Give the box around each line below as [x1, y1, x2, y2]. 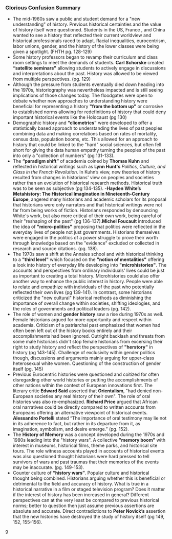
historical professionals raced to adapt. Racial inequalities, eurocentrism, [12, 38, 166, 44]
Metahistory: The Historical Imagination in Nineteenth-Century [12, 191, 150, 197]
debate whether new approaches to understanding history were [12, 98, 147, 104]
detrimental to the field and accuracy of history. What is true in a [12, 481, 149, 487]
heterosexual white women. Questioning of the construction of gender [12, 360, 161, 367]
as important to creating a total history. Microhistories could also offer [12, 273, 160, 279]
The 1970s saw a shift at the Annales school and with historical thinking [12, 251, 163, 257]
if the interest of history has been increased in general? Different [12, 492, 149, 498]
